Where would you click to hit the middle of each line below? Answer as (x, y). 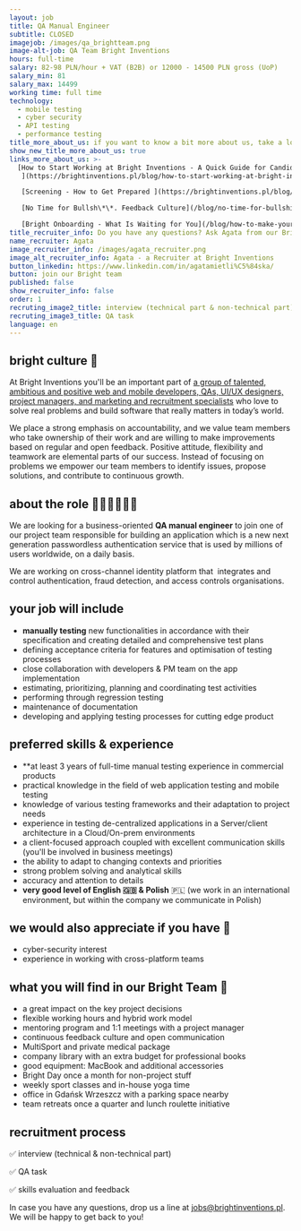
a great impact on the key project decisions (102, 1009)
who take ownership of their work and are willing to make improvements (142, 438)
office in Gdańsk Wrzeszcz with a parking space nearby (125, 1095)
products (39, 775)
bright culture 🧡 (54, 361)
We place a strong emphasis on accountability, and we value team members (150, 428)
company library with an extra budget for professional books (134, 1056)
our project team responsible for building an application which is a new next (149, 535)
